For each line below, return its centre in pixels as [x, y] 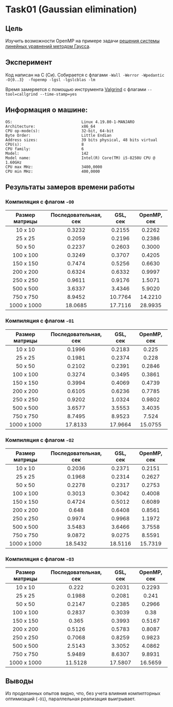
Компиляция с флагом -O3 [40, 559]
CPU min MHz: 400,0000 [53, 171]
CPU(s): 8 [45, 144]
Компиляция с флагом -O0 [40, 202]
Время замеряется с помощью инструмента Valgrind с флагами [76, 89]
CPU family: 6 [45, 149]
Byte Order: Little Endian [58, 135]
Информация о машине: [47, 110]
